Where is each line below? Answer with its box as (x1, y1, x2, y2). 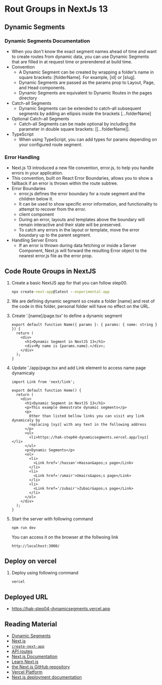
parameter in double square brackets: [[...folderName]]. (18, 126, 130, 132)
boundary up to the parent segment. (18, 232, 92, 238)
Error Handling (4, 153, 40, 160)
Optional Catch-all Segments (11, 115, 69, 121)
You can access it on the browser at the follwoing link (11, 534, 119, 540)
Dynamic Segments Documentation (4, 38, 90, 44)
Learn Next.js (11, 659, 39, 665)
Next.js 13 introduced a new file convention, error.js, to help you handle (11, 165, 154, 171)
